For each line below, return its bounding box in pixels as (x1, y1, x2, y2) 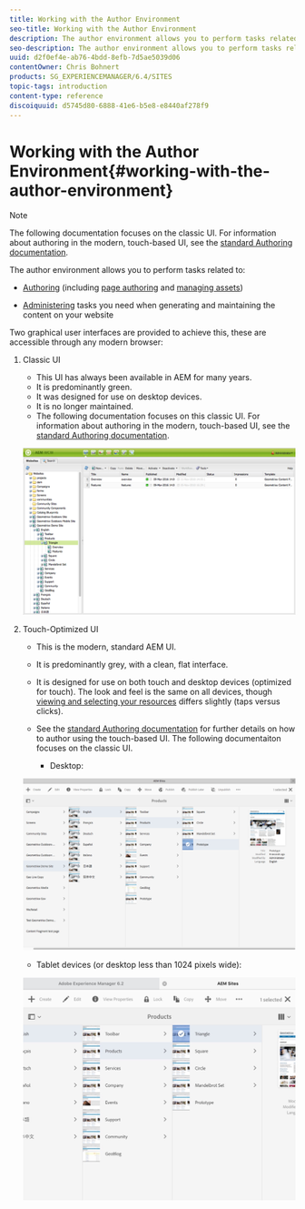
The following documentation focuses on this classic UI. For (35, 410, 261, 422)
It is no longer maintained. (35, 401, 134, 412)
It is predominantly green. (35, 382, 133, 393)
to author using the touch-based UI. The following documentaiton (35, 733, 281, 744)
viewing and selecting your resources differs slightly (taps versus (35, 696, 280, 707)
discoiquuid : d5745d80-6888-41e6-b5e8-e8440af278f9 (9, 101, 209, 110)
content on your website (22, 309, 114, 320)
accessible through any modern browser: (9, 337, 163, 348)
